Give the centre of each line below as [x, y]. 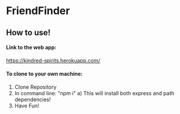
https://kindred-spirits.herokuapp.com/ [53, 61]
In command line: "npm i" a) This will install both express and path [94, 93]
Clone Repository [35, 87]
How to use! [28, 33]
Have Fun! [27, 105]
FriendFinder [38, 11]
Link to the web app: [31, 48]
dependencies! [33, 99]
